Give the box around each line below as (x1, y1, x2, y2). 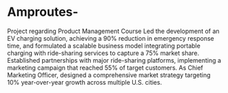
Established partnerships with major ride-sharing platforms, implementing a (7, 56, 222, 64)
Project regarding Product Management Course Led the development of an (7, 27, 220, 35)
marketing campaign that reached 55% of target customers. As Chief (7, 63, 203, 72)
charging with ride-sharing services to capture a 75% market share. (7, 49, 200, 57)
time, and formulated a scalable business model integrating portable (7, 41, 201, 50)
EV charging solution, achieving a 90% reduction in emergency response (7, 34, 215, 42)
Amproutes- (7, 4, 79, 20)
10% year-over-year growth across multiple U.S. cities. (7, 78, 163, 86)
